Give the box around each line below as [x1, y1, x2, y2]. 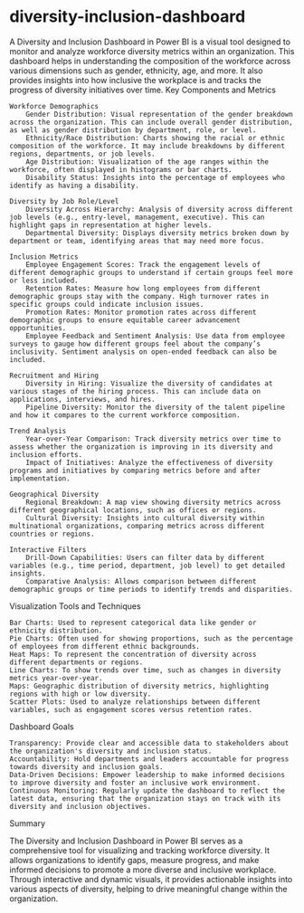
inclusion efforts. [9, 450, 83, 459]
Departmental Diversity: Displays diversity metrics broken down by [25, 228, 290, 237]
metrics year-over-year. [9, 673, 103, 682]
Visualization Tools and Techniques [9, 600, 142, 612]
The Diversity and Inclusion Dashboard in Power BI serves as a [9, 835, 243, 846]
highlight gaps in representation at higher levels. [9, 220, 213, 230]
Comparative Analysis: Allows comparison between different [25, 576, 257, 585]
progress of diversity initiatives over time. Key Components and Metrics [9, 84, 276, 95]
